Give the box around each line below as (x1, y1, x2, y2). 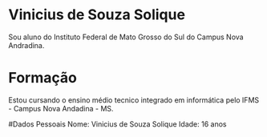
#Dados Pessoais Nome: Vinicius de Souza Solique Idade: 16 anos (8, 119, 227, 129)
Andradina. (8, 40, 45, 50)
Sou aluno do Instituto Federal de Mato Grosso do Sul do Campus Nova (8, 32, 244, 42)
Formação (8, 69, 78, 87)
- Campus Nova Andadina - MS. (8, 103, 114, 113)
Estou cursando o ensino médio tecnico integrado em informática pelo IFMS (8, 95, 260, 105)
